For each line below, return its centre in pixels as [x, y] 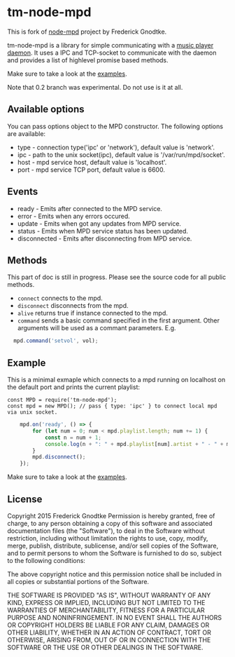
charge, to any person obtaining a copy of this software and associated [110, 523]
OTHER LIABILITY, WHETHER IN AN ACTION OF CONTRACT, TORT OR [109, 632]
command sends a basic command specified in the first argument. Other [119, 320]
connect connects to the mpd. [60, 298]
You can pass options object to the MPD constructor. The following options [115, 126]
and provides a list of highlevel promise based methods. [88, 60]
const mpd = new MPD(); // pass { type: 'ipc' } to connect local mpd [112, 406]
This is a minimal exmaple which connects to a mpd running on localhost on [116, 380]
